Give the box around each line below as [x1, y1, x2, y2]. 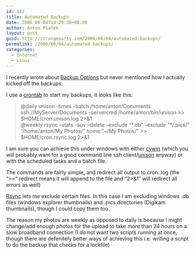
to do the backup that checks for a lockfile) [6, 241, 110, 248]
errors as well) [6, 181, 41, 188]
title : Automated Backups [6, 14, 69, 20]
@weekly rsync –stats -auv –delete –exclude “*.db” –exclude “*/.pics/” [20, 121, 190, 128]
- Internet [11, 52, 38, 58]
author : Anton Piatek [6, 25, 59, 31]
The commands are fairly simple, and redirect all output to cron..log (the [6, 169, 180, 176]
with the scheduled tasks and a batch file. [6, 157, 107, 164]
